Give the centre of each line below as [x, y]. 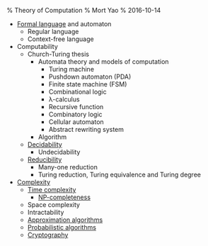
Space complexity [54, 205]
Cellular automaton [76, 122]
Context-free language [60, 39]
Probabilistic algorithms [62, 227]
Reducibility [45, 160]
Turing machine [71, 69]
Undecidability [59, 152]
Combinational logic [77, 92]
